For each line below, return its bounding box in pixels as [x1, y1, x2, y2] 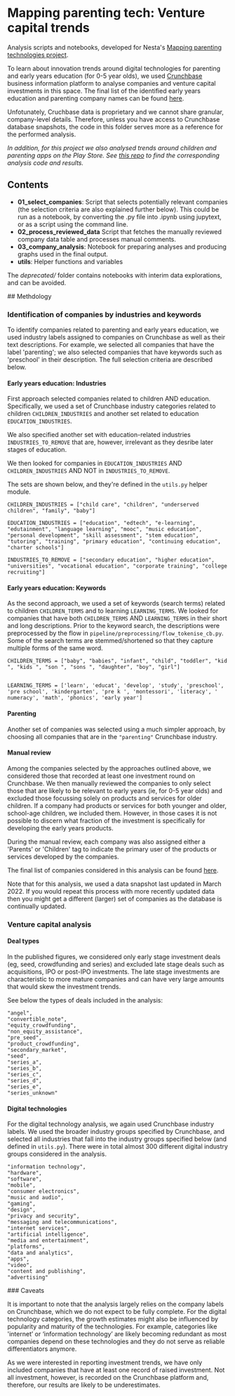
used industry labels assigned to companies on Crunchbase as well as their [7, 333, 226, 341]
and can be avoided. [7, 278, 67, 287]
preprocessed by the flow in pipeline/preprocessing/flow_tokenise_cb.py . [7, 629, 224, 637]
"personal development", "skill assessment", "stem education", [7, 532, 199, 539]
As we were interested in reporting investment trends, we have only [7, 1358, 203, 1367]
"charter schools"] [7, 544, 65, 552]
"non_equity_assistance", [7, 1028, 83, 1035]
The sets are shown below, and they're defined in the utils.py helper [7, 480, 208, 489]
